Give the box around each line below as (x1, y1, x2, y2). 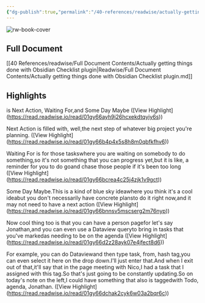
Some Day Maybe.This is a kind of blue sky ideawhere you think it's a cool (6, 188, 193, 195)
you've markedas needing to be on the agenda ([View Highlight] (6, 232, 168, 239)
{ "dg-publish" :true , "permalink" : (6, 9, 92, 15)
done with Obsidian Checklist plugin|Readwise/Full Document (6, 66, 162, 73)
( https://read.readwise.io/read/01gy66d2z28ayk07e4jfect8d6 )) (6, 239, 165, 246)
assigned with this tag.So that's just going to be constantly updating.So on (6, 270, 193, 277)
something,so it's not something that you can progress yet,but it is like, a (6, 157, 189, 164)
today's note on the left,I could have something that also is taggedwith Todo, (6, 277, 199, 284)
